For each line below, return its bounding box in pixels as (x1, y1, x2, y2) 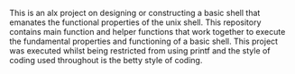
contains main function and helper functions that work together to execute (9, 27, 286, 37)
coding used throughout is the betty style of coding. (9, 55, 203, 65)
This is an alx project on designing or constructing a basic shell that (9, 8, 261, 18)
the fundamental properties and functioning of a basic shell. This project (9, 36, 278, 46)
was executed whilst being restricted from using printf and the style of (9, 45, 271, 56)
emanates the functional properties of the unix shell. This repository (9, 17, 262, 28)
